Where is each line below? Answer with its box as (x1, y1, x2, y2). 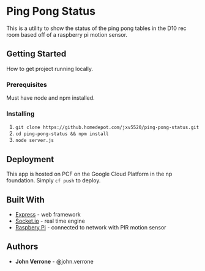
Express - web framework (15, 210, 81, 218)
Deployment (6, 154, 54, 165)
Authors (6, 242, 39, 252)
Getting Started (6, 49, 67, 59)
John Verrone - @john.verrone (15, 258, 94, 265)
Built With (6, 195, 45, 205)
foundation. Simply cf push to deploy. (6, 177, 101, 184)
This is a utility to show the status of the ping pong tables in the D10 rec (6, 24, 187, 32)
